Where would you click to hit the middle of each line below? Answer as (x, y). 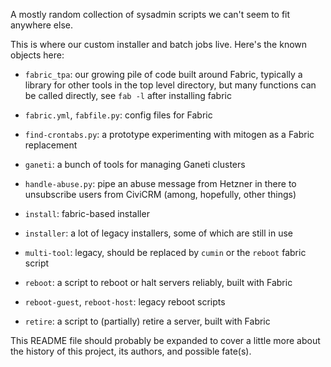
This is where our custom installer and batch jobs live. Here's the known (159, 44)
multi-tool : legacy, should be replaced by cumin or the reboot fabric (165, 252)
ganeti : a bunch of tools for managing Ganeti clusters (135, 164)
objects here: (37, 55)
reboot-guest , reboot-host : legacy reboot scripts (125, 302)
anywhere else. (41, 25)
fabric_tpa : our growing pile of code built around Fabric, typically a (163, 74)
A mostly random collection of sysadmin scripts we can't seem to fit (150, 14)
